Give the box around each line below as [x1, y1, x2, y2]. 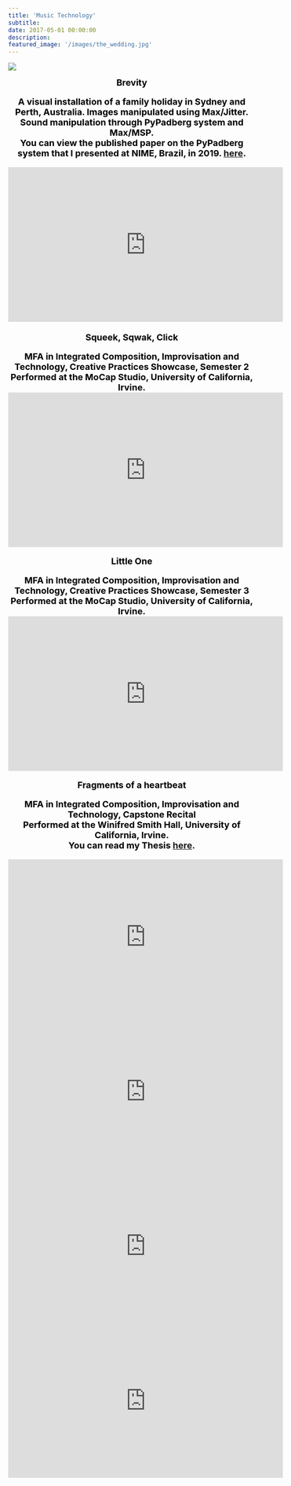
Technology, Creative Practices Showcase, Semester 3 [14, 585, 249, 597]
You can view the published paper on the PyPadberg [20, 137, 244, 149]
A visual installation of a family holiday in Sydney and [18, 96, 246, 108]
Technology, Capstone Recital [67, 809, 196, 821]
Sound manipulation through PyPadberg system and [20, 117, 244, 128]
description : [8, 33, 51, 42]
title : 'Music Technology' [8, 11, 96, 20]
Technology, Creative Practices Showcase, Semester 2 [14, 361, 249, 373]
